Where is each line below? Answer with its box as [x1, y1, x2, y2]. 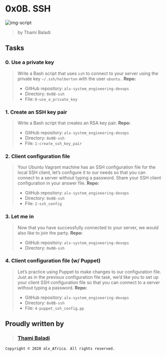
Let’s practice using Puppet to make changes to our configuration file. [17, 269, 161, 275]
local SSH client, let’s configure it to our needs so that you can [17, 169, 146, 175]
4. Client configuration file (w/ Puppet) [5, 257, 101, 264]
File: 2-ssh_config [24, 201, 62, 207]
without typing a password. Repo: [17, 284, 87, 291]
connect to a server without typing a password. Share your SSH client [17, 175, 161, 181]
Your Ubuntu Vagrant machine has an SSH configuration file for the [17, 164, 156, 170]
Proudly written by [5, 319, 64, 328]
